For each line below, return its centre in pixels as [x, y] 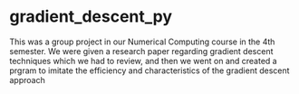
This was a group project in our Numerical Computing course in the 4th [142, 42]
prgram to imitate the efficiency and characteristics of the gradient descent [149, 70]
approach [27, 80]
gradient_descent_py [91, 17]
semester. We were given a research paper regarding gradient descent [141, 51]
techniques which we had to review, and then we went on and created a [144, 61]
